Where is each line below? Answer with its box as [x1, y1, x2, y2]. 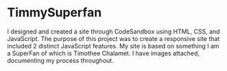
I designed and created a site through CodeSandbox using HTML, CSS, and [7, 27, 221, 35]
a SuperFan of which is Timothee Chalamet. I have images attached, [7, 49, 200, 57]
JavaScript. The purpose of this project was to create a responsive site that [7, 34, 220, 42]
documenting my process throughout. [7, 56, 115, 64]
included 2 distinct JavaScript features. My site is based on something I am [7, 42, 219, 50]
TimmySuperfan [7, 5, 102, 20]
